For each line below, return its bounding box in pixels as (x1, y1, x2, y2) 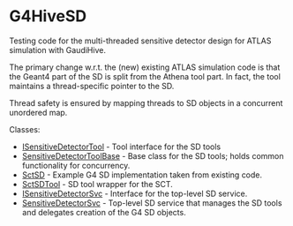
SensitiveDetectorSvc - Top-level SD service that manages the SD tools (21, 197, 282, 208)
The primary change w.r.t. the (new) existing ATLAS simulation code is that (9, 62, 281, 72)
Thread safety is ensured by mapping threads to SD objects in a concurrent (9, 97, 283, 108)
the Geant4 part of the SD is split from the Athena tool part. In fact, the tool (9, 71, 281, 81)
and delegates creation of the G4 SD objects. (21, 207, 187, 217)
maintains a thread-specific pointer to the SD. (9, 80, 175, 91)
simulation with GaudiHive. (9, 44, 106, 55)
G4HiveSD (9, 6, 86, 26)
